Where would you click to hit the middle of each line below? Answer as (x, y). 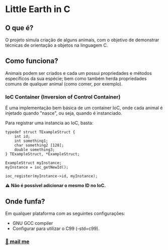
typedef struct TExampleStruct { (40, 132)
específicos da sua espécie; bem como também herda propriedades (76, 78)
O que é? (19, 28)
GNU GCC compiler (33, 223)
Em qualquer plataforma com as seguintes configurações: (65, 213)
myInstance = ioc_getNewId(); (37, 168)
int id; (22, 137)
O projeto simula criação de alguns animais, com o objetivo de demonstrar (82, 40)
